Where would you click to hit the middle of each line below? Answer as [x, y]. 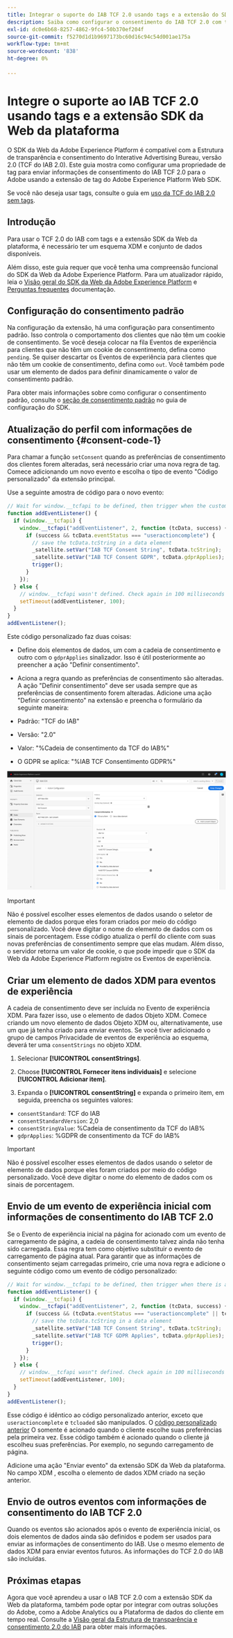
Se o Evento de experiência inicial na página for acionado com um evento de [116, 1234]
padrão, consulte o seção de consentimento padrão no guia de [97, 400]
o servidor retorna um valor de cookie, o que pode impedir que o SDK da [111, 951]
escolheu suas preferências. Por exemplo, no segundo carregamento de [110, 1444]
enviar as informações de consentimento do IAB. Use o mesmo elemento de [116, 1544]
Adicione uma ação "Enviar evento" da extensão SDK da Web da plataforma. [116, 1465]
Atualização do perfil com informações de [100, 429]
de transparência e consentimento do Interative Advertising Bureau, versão [114, 157]
